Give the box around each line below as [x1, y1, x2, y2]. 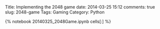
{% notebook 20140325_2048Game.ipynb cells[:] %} [5, 19, 112, 24]
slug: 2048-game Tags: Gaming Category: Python [5, 9, 105, 15]
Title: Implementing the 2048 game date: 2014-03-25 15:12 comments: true [5, 4, 155, 10]
